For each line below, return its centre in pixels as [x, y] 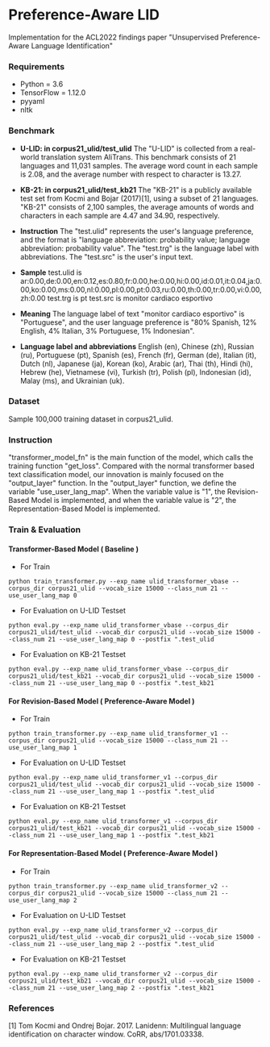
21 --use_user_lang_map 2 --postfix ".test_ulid [131, 944]
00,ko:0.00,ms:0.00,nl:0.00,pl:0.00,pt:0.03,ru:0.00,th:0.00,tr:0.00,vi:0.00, [141, 289]
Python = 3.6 [42, 84]
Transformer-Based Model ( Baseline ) [74, 549]
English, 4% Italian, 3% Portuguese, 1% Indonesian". [107, 330]
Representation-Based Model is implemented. [84, 509]
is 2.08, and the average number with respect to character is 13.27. [131, 174]
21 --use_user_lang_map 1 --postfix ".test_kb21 [131, 836]
